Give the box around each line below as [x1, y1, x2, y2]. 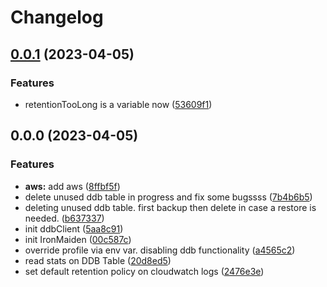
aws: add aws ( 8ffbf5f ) [24, 180, 121, 192]
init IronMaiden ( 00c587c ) [24, 233, 132, 245]
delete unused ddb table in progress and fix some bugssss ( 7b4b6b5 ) [24, 191, 313, 203]
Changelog [10, 6, 104, 29]
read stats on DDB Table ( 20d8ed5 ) [24, 254, 172, 266]
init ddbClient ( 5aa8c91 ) [24, 222, 124, 235]
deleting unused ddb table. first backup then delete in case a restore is [24, 201, 317, 213]
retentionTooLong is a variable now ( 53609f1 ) [24, 98, 213, 110]
